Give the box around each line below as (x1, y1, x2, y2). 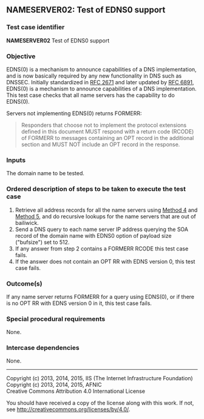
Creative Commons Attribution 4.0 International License (6, 387, 146, 395)
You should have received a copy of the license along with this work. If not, (6, 400, 194, 407)
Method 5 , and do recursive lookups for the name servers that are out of (15, 212, 196, 220)
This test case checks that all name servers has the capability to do (6, 91, 175, 99)
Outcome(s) (6, 279, 42, 287)
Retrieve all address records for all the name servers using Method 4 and (15, 206, 198, 213)
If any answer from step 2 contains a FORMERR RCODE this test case (15, 245, 189, 252)
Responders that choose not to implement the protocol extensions (21, 121, 187, 129)
